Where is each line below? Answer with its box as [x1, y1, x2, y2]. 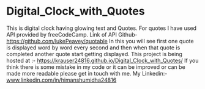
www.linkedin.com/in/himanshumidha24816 [6, 76, 117, 84]
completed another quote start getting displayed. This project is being [6, 50, 182, 57]
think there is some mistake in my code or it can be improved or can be [6, 63, 185, 71]
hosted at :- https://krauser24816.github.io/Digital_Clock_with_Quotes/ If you [6, 57, 199, 64]
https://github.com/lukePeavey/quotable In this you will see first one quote [6, 37, 194, 44]
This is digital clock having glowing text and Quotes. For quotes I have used [6, 24, 197, 32]
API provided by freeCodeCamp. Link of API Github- [6, 30, 138, 38]
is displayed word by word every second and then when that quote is [6, 44, 181, 51]
